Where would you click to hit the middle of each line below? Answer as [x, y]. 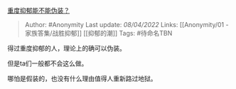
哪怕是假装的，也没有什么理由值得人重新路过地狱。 [82, 78]
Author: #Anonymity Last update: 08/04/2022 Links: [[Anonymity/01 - [127, 25]
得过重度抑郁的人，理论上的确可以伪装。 [66, 48]
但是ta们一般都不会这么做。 [48, 63]
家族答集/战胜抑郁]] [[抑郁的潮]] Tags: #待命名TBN [98, 33]
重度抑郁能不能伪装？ [38, 10]
